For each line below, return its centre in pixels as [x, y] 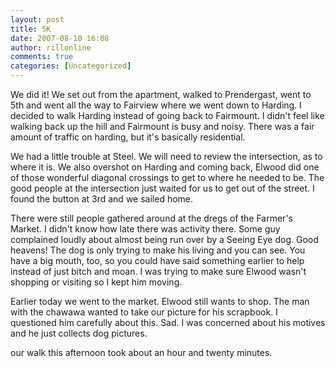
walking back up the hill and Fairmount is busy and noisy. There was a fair [162, 126]
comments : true [42, 57]
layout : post [37, 19]
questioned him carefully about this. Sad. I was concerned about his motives [168, 322]
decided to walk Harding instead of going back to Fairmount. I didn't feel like [167, 115]
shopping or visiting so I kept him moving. [96, 282]
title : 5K [31, 29]
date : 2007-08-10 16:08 [60, 38]
